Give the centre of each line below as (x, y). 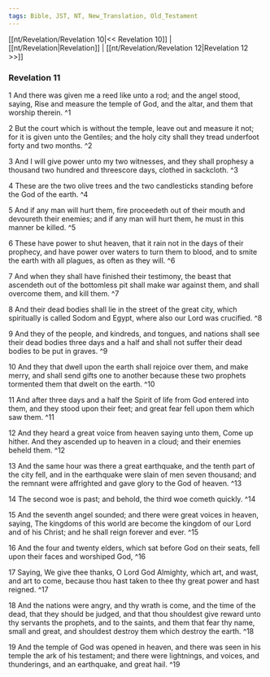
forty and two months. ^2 (50, 145)
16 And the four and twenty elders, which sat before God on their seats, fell (134, 548)
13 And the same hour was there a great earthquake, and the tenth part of (132, 465)
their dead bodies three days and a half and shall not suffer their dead (125, 342)
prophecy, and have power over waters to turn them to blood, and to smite (133, 251)
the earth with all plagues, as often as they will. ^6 (92, 260)
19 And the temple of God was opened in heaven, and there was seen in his (135, 647)
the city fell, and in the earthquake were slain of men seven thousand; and (133, 474)
